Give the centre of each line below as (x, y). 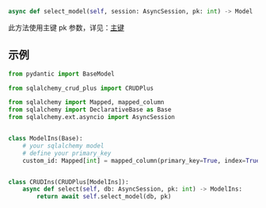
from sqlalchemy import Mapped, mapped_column (86, 102)
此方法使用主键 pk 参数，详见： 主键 (66, 27)
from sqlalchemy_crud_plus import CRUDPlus (81, 88)
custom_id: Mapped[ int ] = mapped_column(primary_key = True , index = (134, 160)
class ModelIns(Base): (46, 139)
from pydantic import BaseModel (61, 74)
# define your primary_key (67, 153)
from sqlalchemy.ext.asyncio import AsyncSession (92, 117)
